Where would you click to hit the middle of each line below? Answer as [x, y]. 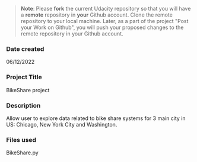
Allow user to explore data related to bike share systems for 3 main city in [96, 118]
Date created [25, 48]
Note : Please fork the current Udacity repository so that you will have [106, 9]
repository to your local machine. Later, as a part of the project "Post [104, 21]
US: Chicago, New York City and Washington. [62, 124]
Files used [21, 140]
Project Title [24, 77]
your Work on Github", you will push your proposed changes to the [102, 27]
